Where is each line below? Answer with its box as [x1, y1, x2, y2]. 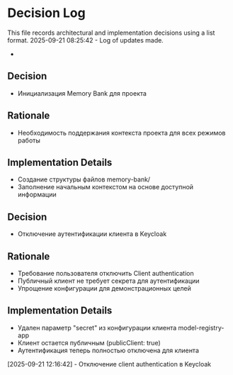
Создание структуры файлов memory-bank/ [17, 175, 151, 184]
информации [17, 190, 57, 199]
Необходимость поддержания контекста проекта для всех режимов [17, 128, 226, 137]
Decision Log [7, 5, 86, 21]
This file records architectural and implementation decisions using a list [7, 28, 215, 37]
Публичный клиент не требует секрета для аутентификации [17, 276, 200, 285]
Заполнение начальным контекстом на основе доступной [17, 183, 193, 191]
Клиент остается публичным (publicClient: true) [17, 338, 161, 347]
